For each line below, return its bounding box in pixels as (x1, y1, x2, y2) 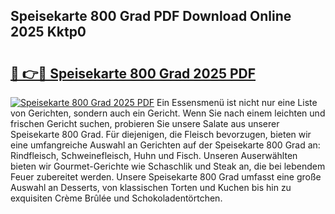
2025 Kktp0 (10, 24, 87, 41)
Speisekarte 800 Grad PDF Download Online (10, 8, 292, 25)
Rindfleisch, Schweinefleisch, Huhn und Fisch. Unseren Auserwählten (10, 150, 298, 161)
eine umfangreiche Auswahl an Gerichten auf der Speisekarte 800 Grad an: (10, 139, 321, 151)
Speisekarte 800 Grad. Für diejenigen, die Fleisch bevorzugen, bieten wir (10, 129, 312, 140)
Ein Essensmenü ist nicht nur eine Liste (156, 97, 318, 108)
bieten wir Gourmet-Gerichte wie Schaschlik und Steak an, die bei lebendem (10, 160, 326, 172)
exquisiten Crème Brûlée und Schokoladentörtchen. (10, 192, 223, 204)
